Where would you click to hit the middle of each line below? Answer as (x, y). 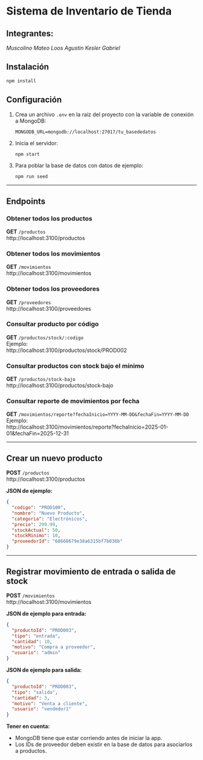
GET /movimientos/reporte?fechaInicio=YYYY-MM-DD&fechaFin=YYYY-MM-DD (98, 414)
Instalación (28, 67)
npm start (27, 154)
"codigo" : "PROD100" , (39, 508)
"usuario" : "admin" (36, 653)
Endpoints (26, 201)
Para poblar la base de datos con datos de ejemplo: (79, 166)
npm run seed (31, 177)
